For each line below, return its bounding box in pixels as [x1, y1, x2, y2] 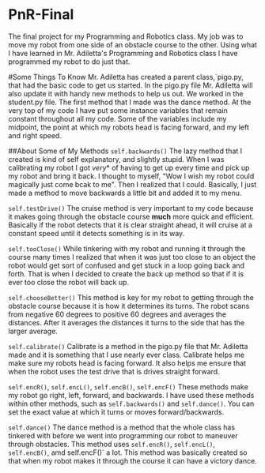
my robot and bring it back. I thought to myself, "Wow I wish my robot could [8, 171, 255, 181]
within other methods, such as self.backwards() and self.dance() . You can [8, 399, 255, 408]
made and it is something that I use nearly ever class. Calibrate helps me [8, 350, 245, 359]
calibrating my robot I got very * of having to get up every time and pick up [8, 163, 250, 172]
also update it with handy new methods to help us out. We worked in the [8, 88, 244, 98]
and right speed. [8, 130, 62, 140]
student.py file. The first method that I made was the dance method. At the [8, 97, 252, 107]
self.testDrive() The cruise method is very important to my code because [8, 203, 254, 212]
